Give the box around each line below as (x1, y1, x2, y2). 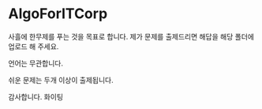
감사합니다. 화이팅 (8, 92, 64, 101)
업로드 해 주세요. (8, 41, 59, 51)
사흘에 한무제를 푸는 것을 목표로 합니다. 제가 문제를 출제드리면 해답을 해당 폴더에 (8, 32, 255, 41)
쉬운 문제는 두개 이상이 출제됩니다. (8, 75, 114, 85)
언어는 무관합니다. (8, 58, 64, 68)
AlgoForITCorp (8, 5, 108, 23)
